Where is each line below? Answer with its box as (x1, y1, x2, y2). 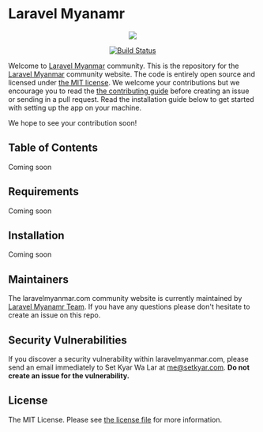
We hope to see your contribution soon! (8, 118, 137, 127)
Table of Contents (8, 141, 99, 155)
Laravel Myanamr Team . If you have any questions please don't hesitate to (8, 302, 250, 312)
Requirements (8, 185, 79, 198)
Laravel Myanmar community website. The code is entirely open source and (8, 69, 255, 79)
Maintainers (8, 272, 70, 286)
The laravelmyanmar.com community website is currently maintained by (8, 294, 242, 303)
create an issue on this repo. (8, 310, 101, 320)
